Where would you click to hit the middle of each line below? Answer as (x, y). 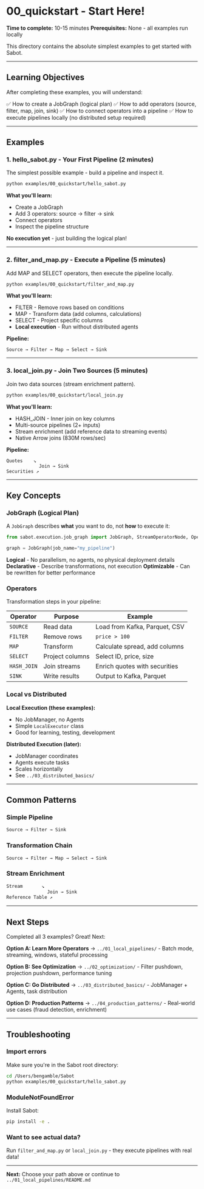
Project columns (66, 656)
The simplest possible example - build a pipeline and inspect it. (85, 173)
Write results (62, 676)
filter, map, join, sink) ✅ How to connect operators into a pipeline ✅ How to (100, 111)
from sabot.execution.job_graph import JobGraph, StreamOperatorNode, (97, 537)
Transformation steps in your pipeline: (54, 602)
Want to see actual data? (43, 1137)
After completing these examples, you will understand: (74, 92)
